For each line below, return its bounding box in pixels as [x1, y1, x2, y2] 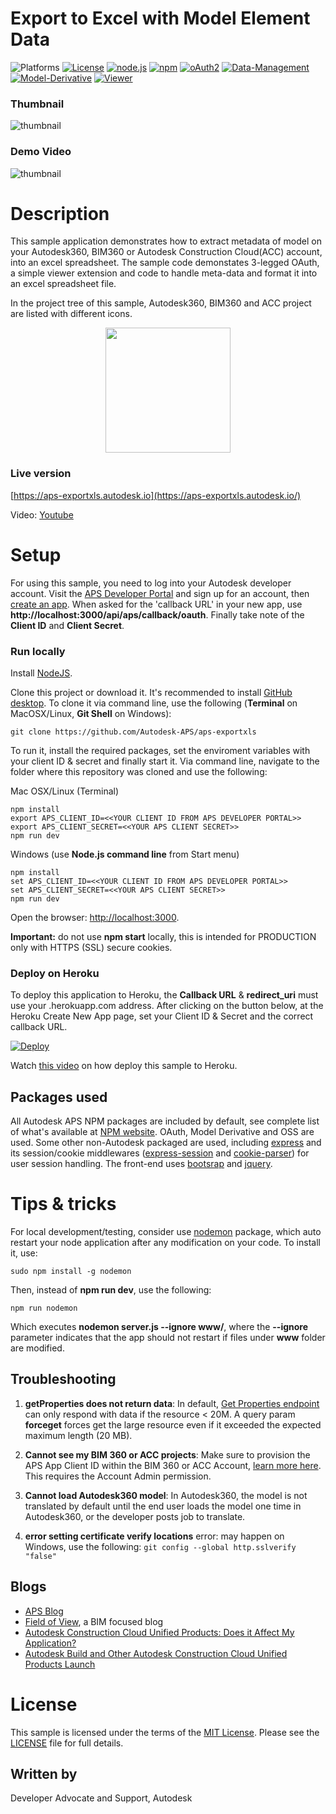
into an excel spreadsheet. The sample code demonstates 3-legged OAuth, [10, 257, 320, 269]
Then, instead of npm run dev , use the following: [10, 1284, 212, 1296]
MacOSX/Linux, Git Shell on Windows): [10, 708, 172, 719]
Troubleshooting [10, 1371, 117, 1388]
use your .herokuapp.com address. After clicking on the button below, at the [10, 1000, 324, 1012]
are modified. [10, 1342, 65, 1354]
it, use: [10, 1247, 38, 1259]
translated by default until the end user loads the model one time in [24, 1500, 302, 1512]
